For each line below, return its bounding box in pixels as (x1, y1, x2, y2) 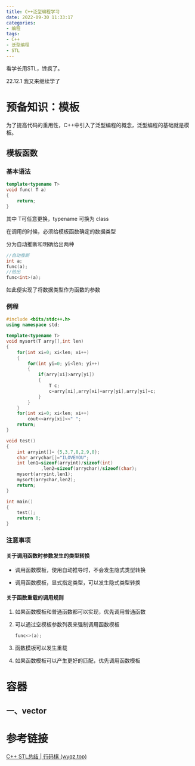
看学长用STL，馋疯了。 (6, 64, 63, 72)
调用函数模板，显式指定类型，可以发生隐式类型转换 (14, 579, 141, 586)
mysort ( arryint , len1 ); (17, 471, 73, 478)
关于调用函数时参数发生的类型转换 (6, 552, 90, 559)
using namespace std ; (6, 322, 60, 328)
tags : (6, 31, 20, 37)
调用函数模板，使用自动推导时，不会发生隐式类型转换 (14, 567, 146, 574)
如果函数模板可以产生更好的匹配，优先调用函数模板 (14, 657, 141, 665)
